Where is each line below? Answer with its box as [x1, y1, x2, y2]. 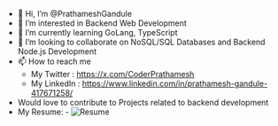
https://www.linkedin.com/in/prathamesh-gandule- [81, 78, 268, 89]
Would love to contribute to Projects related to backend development [17, 98, 269, 107]
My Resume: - [17, 106, 69, 117]
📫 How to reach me [17, 56, 91, 67]
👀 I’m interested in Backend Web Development [17, 18, 188, 28]
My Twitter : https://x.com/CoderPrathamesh [30, 69, 195, 79]
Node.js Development [17, 46, 97, 57]
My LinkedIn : [30, 78, 81, 89]
